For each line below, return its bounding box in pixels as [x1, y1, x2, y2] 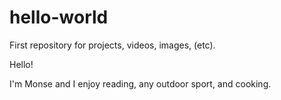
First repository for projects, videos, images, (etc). [9, 39, 216, 51]
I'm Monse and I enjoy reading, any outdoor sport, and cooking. [9, 77, 272, 90]
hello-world [9, 6, 109, 29]
